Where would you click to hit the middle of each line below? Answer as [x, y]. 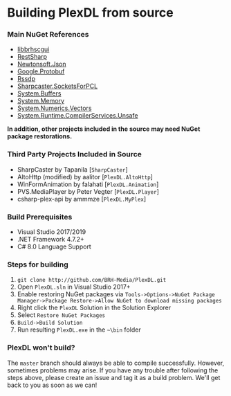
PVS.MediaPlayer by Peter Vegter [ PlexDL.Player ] [88, 191]
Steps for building [38, 264]
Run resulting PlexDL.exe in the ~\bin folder [79, 330]
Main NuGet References [48, 35]
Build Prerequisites [40, 217]
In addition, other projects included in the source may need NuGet [104, 129]
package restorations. [40, 136]
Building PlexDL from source [91, 13]
